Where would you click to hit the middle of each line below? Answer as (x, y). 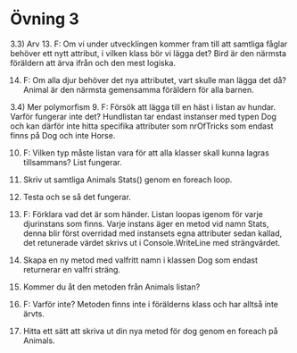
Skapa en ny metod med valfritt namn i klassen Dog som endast (140, 260)
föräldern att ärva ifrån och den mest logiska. (93, 63)
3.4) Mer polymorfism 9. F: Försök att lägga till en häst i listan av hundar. (143, 106)
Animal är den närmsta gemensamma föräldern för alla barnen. (139, 89)
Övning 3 (45, 19)
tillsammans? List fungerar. (73, 162)
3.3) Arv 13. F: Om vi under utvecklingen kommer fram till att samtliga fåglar (149, 44)
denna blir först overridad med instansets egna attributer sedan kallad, (153, 233)
